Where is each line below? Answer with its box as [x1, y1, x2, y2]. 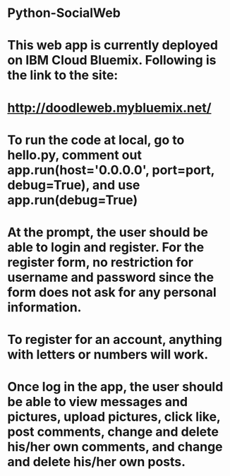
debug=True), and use [7, 177, 140, 193]
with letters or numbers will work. [7, 347, 209, 363]
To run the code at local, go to [7, 132, 185, 148]
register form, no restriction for [7, 254, 194, 270]
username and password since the [7, 269, 214, 285]
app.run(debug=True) [7, 192, 138, 208]
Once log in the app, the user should [7, 379, 224, 395]
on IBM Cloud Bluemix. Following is [7, 52, 217, 69]
